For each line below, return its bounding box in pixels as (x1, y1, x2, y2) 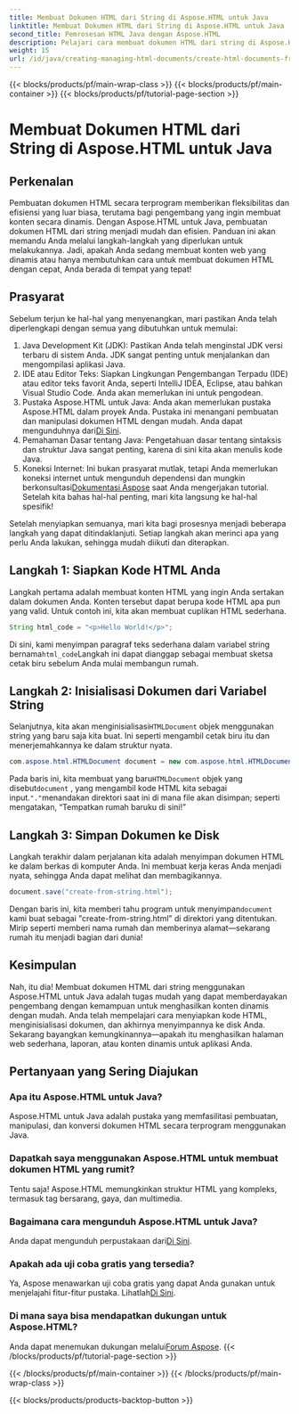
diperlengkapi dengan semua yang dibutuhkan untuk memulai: (9, 323, 238, 333)
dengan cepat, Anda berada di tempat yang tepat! (9, 264, 192, 274)
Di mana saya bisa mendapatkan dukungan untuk (9, 1310, 227, 1322)
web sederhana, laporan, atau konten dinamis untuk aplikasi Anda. (9, 1038, 253, 1049)
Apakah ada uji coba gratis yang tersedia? (9, 1257, 195, 1270)
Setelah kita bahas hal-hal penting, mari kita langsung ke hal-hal (21, 491, 258, 502)
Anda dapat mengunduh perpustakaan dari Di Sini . (9, 1235, 193, 1246)
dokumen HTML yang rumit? (9, 1164, 135, 1176)
